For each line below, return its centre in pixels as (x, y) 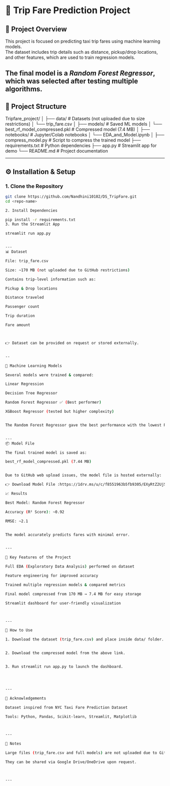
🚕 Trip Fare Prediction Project (68, 10)
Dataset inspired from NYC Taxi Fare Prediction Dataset (67, 707)
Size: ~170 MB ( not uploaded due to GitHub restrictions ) (68, 270)
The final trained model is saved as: (46, 453)
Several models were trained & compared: (50, 375)
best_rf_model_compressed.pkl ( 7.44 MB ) (49, 462)
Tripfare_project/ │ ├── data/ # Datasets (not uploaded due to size (75, 119)
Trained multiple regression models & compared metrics (65, 585)
